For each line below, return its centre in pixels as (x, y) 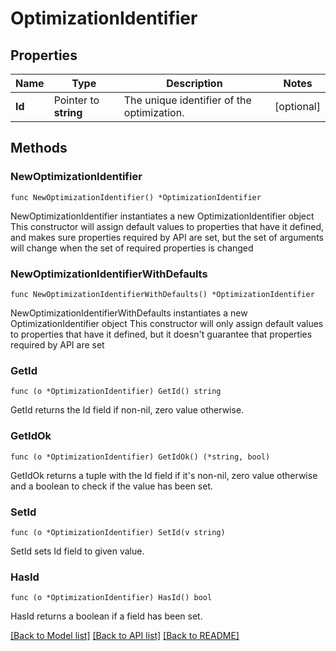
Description (194, 83)
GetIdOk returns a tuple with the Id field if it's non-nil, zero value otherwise (164, 475)
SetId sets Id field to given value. (77, 551)
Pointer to (76, 100)
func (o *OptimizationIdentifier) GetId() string (116, 392)
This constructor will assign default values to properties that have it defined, (167, 226)
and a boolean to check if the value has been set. (112, 486)
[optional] (297, 106)
